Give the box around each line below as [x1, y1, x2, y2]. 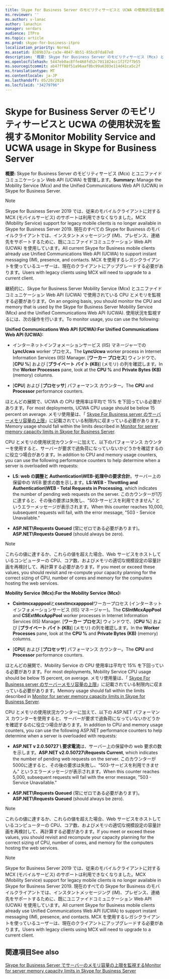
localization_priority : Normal [5, 45, 71, 50]
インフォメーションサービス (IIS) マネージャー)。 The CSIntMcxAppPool [12, 607, 161, 613]
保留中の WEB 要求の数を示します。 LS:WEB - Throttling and [12, 479, 138, 485]
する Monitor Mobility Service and [14, 131, 156, 143]
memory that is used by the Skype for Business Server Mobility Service [5, 304, 153, 310]
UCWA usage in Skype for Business [5, 142, 157, 154]
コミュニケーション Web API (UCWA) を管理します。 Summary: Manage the [5, 176, 162, 182]
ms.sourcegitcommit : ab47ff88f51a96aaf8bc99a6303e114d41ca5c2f [5, 64, 141, 69]
